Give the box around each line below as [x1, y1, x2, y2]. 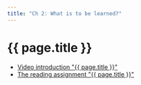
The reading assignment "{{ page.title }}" [17, 70, 135, 78]
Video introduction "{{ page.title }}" [17, 63, 118, 71]
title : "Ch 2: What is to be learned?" [7, 10, 122, 17]
